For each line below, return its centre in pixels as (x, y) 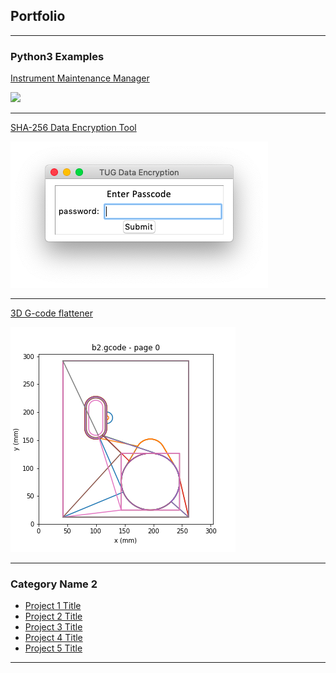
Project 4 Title (53, 638)
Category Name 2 (54, 584)
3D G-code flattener (51, 313)
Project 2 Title (53, 616)
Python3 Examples (57, 56)
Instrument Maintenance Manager (80, 78)
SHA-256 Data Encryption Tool (73, 128)
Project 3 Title (53, 627)
